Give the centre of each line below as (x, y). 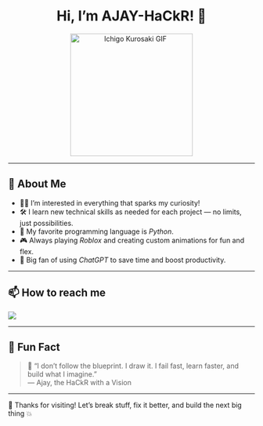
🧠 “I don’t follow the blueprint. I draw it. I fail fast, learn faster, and (133, 366)
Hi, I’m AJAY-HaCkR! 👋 (131, 16)
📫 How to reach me (57, 293)
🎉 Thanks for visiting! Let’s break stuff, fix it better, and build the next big (125, 405)
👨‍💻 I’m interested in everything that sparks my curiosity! (110, 202)
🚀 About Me (37, 184)
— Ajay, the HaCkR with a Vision (79, 383)
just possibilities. (46, 223)
